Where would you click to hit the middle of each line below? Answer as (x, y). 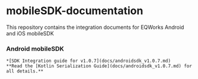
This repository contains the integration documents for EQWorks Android (95, 27)
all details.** (25, 71)
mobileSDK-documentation (75, 11)
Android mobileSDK (35, 48)
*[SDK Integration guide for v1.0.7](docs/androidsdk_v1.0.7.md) (88, 61)
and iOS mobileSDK (30, 33)
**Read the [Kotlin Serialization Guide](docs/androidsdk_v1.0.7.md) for (99, 66)
